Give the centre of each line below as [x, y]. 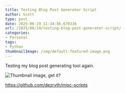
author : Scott [20, 14]
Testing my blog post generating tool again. [50, 66]
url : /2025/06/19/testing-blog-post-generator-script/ [63, 28]
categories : [17, 33]
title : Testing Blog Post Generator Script [51, 10]
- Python [14, 47]
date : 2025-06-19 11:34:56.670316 [41, 24]
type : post [16, 19]
